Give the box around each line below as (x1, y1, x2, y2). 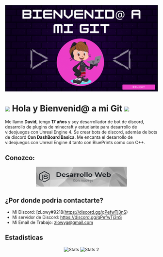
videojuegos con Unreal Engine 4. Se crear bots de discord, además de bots (5, 129, 158, 135)
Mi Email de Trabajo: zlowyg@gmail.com (12, 220, 94, 225)
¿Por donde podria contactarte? (5, 196, 103, 204)
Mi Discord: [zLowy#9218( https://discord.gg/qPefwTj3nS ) (12, 209, 128, 215)
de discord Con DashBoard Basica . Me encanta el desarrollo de (5, 134, 133, 140)
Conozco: (5, 153, 35, 162)
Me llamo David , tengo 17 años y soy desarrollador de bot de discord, (5, 119, 145, 125)
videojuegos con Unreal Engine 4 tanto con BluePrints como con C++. (5, 140, 146, 146)
